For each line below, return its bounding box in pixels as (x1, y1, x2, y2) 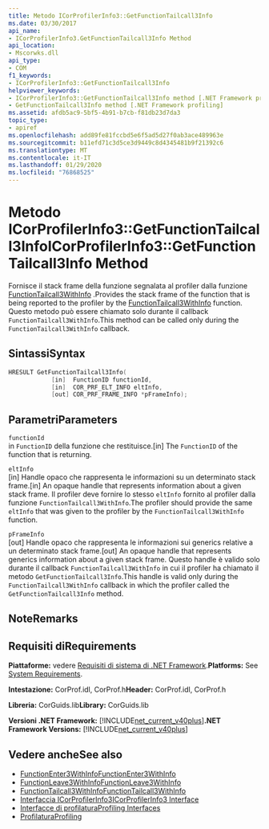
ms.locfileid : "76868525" (8, 169, 94, 177)
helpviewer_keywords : (8, 86, 81, 95)
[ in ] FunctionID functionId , (50, 375, 152, 384)
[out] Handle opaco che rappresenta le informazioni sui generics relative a (8, 537, 254, 547)
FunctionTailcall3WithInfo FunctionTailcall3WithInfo (19, 786, 187, 796)
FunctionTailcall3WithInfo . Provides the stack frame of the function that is (8, 289, 251, 299)
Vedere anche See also (8, 748, 122, 762)
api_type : (8, 57, 42, 65)
